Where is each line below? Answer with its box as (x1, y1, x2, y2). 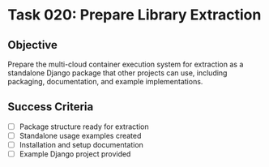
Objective (7, 38, 58, 52)
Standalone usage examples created (19, 131, 142, 140)
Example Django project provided (19, 149, 131, 159)
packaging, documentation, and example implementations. (7, 77, 203, 86)
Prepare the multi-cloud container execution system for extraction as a (7, 59, 244, 69)
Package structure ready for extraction (19, 122, 149, 131)
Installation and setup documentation (19, 139, 143, 149)
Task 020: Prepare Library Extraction (7, 6, 262, 24)
